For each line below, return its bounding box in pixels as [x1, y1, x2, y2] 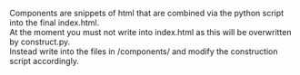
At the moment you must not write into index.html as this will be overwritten [9, 27, 292, 37]
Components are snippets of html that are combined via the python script [9, 8, 285, 18]
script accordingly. [9, 56, 80, 66]
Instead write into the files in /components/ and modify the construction [9, 46, 278, 57]
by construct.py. [9, 36, 71, 47]
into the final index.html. [9, 17, 100, 28]
